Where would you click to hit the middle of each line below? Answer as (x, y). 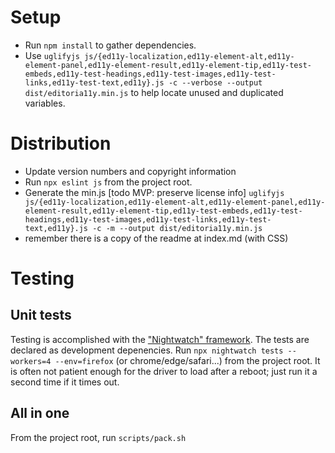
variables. (45, 103)
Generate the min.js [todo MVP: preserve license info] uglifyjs (154, 192)
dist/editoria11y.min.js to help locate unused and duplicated (154, 92)
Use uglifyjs (52, 55)
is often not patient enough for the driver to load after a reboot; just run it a (164, 371)
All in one (40, 413)
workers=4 (31, 361)
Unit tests (41, 315)
